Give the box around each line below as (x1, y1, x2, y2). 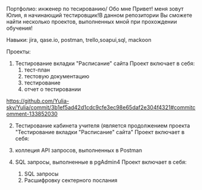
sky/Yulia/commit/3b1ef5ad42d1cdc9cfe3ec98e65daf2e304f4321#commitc (6, 104, 196, 111)
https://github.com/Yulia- (6, 97, 70, 104)
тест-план (24, 66, 50, 73)
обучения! (6, 24, 33, 32)
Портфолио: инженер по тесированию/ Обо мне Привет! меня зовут (6, 5, 184, 12)
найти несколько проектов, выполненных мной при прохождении (6, 18, 177, 25)
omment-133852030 (6, 110, 58, 117)
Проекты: (6, 48, 32, 55)
